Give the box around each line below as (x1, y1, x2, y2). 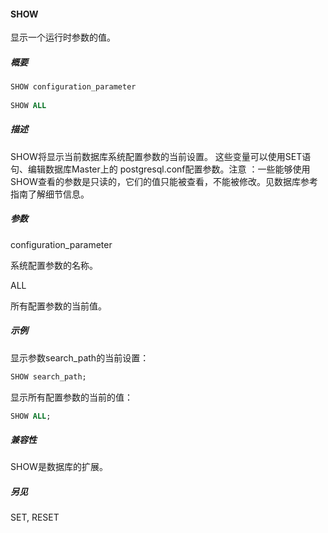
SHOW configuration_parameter (10, 82, 137, 92)
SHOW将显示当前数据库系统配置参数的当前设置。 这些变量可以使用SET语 (10, 150, 312, 162)
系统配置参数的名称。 (10, 259, 98, 271)
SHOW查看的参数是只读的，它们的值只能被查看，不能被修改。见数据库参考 (10, 175, 318, 187)
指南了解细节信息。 (10, 188, 90, 200)
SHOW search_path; (10, 371, 87, 382)
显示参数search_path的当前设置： (10, 351, 150, 364)
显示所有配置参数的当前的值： (10, 391, 133, 403)
